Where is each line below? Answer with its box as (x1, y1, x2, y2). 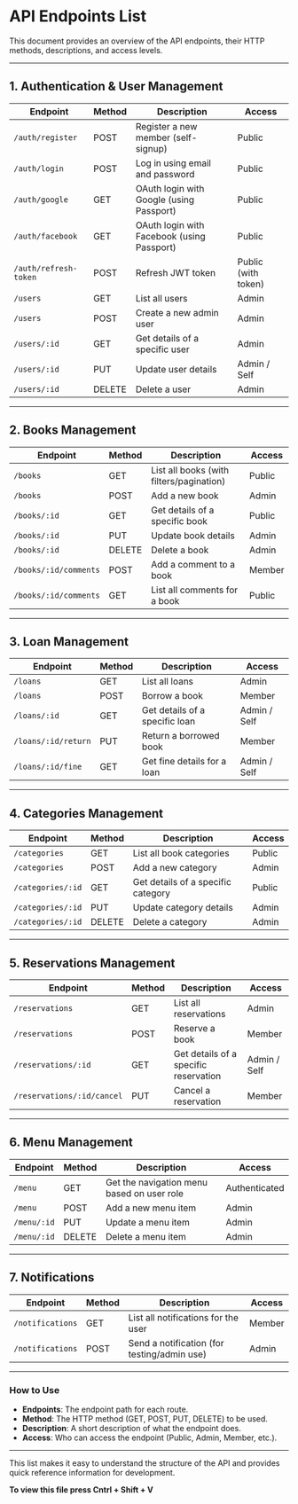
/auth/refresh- (13, 263, 78, 273)
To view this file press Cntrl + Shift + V (9, 1484, 153, 1495)
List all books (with (150, 464, 230, 476)
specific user (135, 343, 190, 356)
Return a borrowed (141, 730, 220, 742)
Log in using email (135, 157, 211, 169)
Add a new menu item (105, 1202, 197, 1214)
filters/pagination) (150, 474, 226, 487)
